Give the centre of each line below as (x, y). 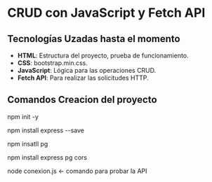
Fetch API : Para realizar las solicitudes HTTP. (83, 78)
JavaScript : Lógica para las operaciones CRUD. (87, 70)
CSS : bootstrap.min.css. (52, 63)
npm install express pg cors (47, 157)
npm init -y (23, 116)
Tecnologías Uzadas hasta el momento (94, 39)
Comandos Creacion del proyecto (82, 100)
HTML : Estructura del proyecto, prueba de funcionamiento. (103, 55)
